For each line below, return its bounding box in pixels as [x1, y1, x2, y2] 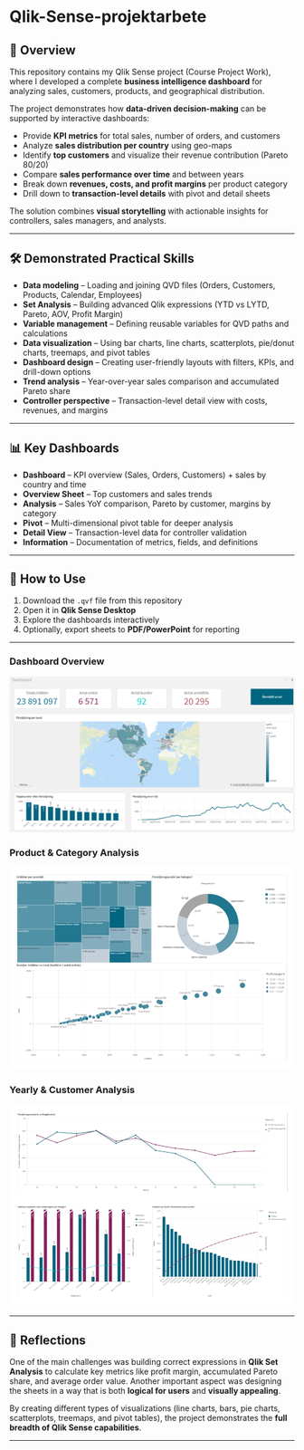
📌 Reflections [9, 1332, 86, 1348]
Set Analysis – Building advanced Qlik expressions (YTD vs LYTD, [22, 299, 270, 310]
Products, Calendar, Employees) [22, 289, 143, 300]
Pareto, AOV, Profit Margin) [22, 308, 124, 319]
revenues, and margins [22, 405, 109, 416]
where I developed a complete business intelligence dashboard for [9, 76, 263, 87]
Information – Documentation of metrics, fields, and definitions [22, 536, 259, 547]
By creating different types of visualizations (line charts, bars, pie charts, [9, 1403, 280, 1414]
